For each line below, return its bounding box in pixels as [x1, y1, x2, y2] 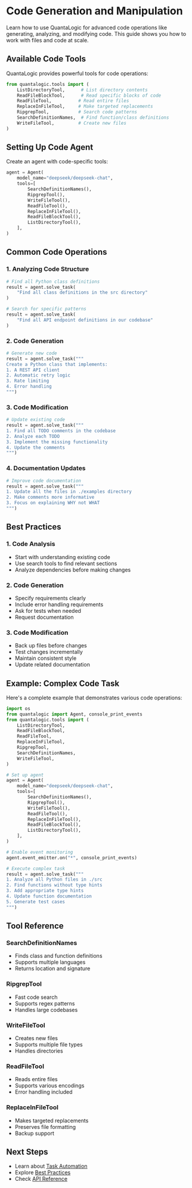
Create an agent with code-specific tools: [6, 158, 109, 165]
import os [6, 705, 31, 711]
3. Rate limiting [6, 378, 49, 384]
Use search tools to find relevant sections [14, 560, 117, 567]
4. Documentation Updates [6, 464, 86, 473]
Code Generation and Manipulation [6, 4, 183, 18]
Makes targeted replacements [14, 1117, 89, 1124]
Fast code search [14, 993, 58, 1001]
